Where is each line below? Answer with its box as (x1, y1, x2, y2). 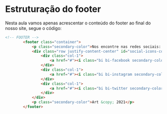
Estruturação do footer (5, 3, 101, 15)
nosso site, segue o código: (5, 25, 62, 31)
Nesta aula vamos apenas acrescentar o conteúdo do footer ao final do (5, 20, 151, 26)
